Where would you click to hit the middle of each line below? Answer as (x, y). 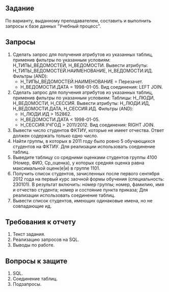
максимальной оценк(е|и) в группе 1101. (56, 168)
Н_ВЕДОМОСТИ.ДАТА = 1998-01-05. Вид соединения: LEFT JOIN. (91, 87)
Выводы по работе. (34, 245)
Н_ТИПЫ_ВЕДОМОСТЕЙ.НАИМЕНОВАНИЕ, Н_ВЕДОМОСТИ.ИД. (83, 70)
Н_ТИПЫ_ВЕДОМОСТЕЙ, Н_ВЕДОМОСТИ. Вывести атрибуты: (80, 65)
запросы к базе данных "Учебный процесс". (53, 26)
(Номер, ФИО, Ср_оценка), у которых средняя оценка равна (78, 163)
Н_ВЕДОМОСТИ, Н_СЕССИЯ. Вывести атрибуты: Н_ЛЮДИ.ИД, (81, 103)
